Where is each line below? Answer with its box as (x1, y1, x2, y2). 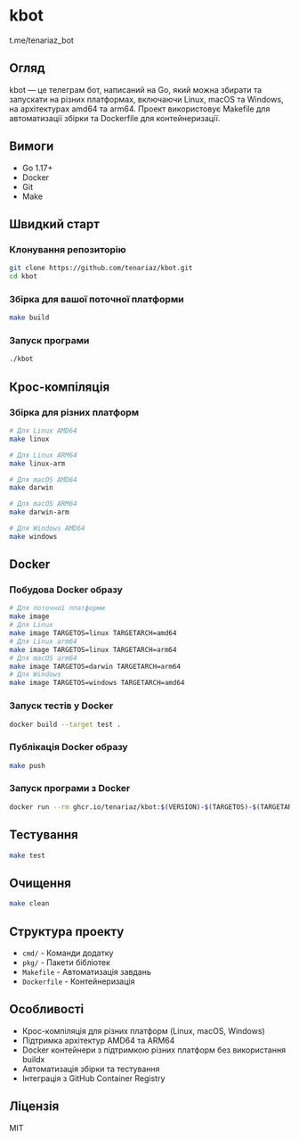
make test (9, 851, 46, 860)
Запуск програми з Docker (9, 782, 131, 795)
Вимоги (9, 139, 54, 154)
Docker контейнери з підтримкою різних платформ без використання (21, 1045, 287, 1055)
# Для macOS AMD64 (9, 475, 77, 484)
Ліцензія (9, 1099, 60, 1114)
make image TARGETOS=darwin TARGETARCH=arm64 (9, 662, 181, 671)
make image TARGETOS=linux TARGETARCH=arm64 (9, 645, 177, 654)
